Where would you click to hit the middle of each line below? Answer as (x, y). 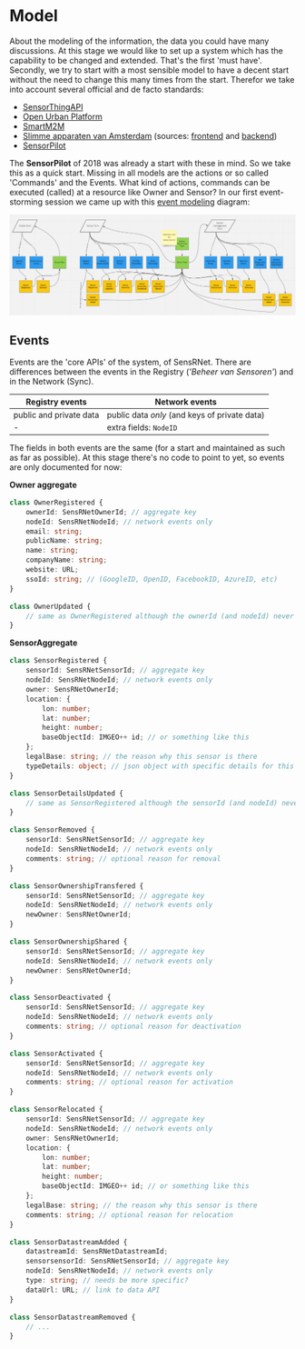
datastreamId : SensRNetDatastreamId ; (97, 1252)
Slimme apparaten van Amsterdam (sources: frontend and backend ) (150, 135)
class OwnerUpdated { (50, 606)
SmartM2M (44, 126)
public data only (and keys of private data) (186, 415)
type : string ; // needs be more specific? (107, 1281)
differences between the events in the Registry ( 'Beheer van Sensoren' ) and (152, 372)
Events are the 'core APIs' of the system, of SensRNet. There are (130, 362)
